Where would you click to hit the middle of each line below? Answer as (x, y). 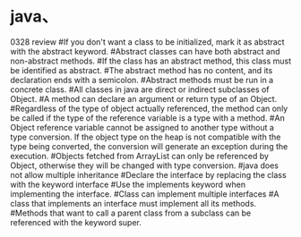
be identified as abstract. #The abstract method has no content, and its (142, 70)
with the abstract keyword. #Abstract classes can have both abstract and (145, 51)
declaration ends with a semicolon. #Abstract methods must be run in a (142, 80)
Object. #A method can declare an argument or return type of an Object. (144, 98)
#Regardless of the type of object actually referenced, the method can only (149, 108)
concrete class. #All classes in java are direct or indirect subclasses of (140, 89)
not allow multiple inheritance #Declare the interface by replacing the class (148, 174)
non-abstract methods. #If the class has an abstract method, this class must (151, 61)
